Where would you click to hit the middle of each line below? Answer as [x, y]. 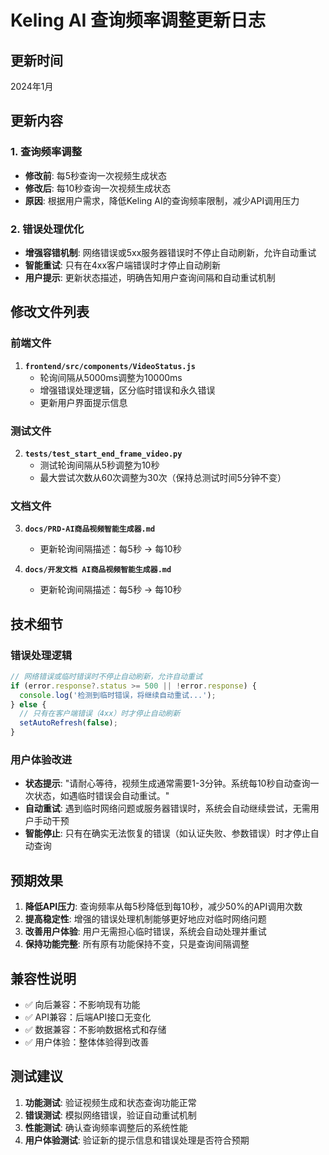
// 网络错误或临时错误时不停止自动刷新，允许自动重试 [106, 676]
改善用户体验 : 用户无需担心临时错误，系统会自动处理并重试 [145, 932]
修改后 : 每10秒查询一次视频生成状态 [98, 188]
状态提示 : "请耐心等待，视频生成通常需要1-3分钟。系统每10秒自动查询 [167, 783]
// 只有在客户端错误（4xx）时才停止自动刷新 [100, 714]
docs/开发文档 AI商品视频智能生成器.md [98, 570]
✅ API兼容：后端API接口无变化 [88, 1017]
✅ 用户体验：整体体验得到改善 [87, 1042]
